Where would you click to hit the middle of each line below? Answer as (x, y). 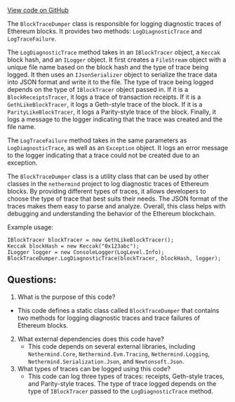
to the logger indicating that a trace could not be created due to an (103, 155)
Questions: (32, 280)
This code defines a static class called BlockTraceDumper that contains (118, 310)
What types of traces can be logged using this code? (94, 368)
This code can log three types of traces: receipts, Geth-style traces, (126, 376)
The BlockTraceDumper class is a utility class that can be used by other (108, 176)
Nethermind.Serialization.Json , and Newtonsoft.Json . (106, 361)
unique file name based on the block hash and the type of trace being (108, 67)
